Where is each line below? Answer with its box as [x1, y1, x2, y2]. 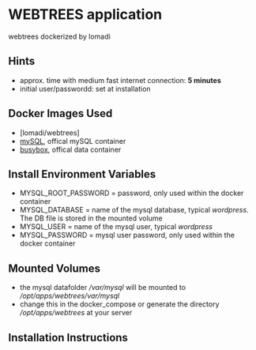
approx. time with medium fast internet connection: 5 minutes [19, 75, 221, 85]
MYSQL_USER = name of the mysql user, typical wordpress [19, 222, 213, 231]
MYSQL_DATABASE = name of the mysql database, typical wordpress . [19, 205, 249, 215]
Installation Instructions [8, 330, 129, 344]
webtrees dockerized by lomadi [8, 32, 111, 41]
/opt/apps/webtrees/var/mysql [19, 291, 120, 301]
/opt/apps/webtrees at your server [19, 308, 133, 318]
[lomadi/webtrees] [19, 128, 81, 137]
